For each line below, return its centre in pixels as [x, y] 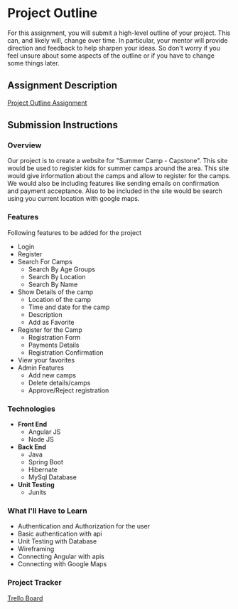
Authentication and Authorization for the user [84, 526]
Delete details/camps [59, 382]
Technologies [31, 409]
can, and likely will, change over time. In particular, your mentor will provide [118, 40]
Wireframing [36, 549]
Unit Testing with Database [57, 541]
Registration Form [54, 337]
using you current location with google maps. [74, 199]
